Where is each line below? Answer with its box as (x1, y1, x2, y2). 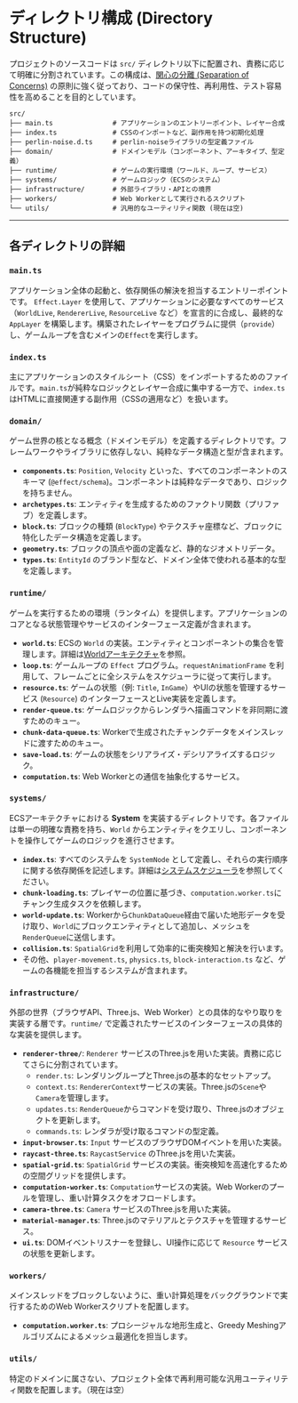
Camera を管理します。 (35, 1093, 114, 1103)
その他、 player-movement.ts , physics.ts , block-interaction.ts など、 (21, 954, 278, 964)
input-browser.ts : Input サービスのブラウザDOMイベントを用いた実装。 (21, 1137, 286, 1148)
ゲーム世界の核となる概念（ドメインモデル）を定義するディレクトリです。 (9, 435, 279, 446)
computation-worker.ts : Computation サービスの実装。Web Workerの (21, 1181, 270, 1192)
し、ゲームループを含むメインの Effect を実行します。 (9, 329, 203, 340)
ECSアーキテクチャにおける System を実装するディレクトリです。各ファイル (9, 812, 289, 823)
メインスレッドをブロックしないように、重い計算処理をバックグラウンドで (9, 1290, 281, 1301)
